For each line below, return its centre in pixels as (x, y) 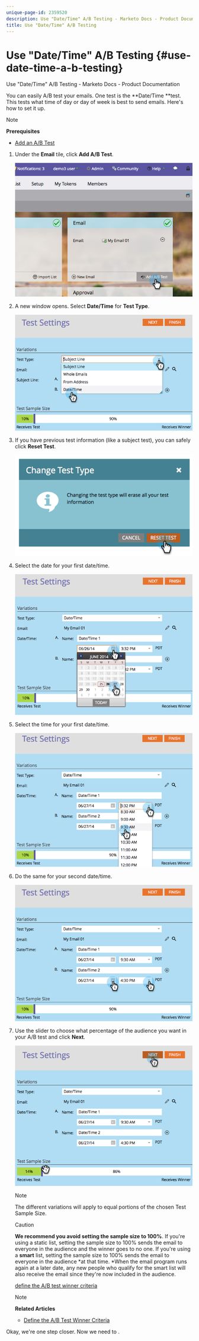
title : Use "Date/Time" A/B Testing (51, 25)
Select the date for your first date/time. (62, 565)
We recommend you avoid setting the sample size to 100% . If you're (100, 1236)
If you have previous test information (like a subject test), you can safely (102, 440)
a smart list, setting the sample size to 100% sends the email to (92, 1255)
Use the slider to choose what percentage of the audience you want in (100, 1031)
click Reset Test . (35, 446)
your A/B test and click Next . (50, 1037)
